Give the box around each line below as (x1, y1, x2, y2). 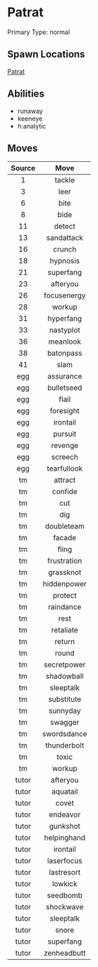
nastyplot (49, 325, 81, 335)
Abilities (7, 88, 44, 100)
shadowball (45, 672, 84, 682)
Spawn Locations (7, 48, 85, 60)
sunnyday (48, 706, 81, 716)
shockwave (45, 902, 84, 912)
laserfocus (47, 856, 82, 866)
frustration (47, 556, 82, 566)
